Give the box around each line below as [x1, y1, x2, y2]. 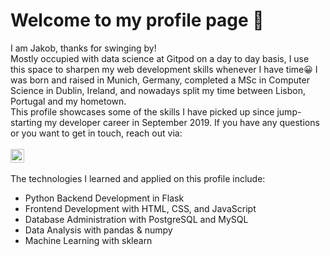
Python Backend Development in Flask [24, 192, 185, 204]
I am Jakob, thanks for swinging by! [10, 42, 157, 54]
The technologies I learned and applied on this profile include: [10, 172, 266, 184]
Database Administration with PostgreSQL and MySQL [24, 213, 249, 225]
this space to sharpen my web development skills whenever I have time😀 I [10, 63, 318, 75]
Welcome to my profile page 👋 [10, 9, 265, 32]
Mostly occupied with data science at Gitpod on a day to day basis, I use [10, 52, 310, 64]
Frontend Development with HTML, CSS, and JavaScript [24, 202, 257, 214]
